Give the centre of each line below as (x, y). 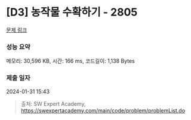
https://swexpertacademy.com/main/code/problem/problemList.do (103, 110)
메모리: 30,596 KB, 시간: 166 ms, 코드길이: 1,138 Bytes (71, 61)
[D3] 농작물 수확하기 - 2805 (72, 12)
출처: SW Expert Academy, (53, 104)
